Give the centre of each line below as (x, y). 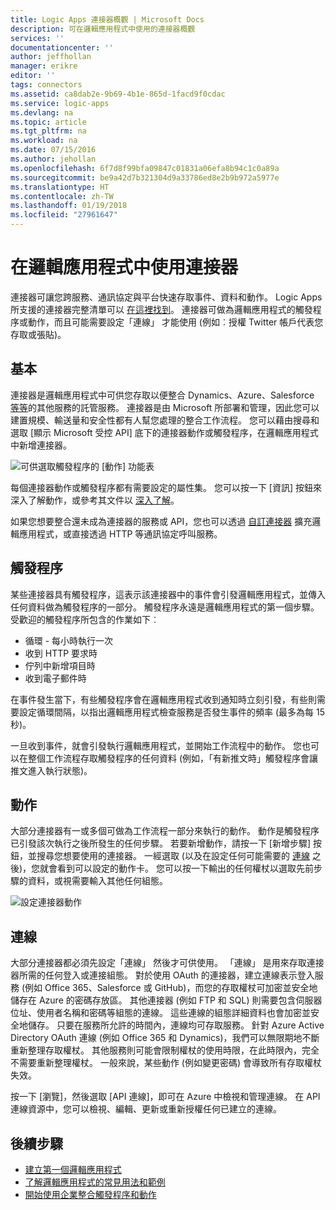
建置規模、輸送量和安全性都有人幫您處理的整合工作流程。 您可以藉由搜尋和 (165, 420)
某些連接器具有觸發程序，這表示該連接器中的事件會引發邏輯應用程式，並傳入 (168, 594)
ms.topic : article (48, 122)
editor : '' (33, 76)
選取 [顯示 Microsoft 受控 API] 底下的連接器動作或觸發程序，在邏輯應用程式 (164, 432)
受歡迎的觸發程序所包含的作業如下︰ (85, 619)
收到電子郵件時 (55, 678)
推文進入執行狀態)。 (51, 770)
